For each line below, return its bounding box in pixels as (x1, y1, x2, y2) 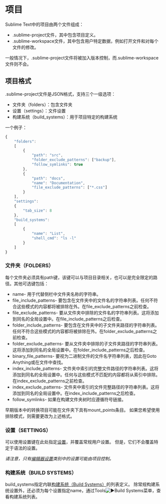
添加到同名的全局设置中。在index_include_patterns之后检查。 (12, 390, 138, 396)
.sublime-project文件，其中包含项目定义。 (12, 32, 98, 38)
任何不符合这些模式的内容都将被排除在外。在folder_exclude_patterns (12, 328, 153, 334)
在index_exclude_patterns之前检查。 (12, 378, 87, 384)
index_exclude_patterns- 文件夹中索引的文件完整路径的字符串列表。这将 (12, 384, 160, 390)
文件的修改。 (12, 44, 39, 50)
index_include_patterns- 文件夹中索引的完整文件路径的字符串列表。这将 (12, 365, 159, 371)
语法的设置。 (13, 445, 40, 451)
